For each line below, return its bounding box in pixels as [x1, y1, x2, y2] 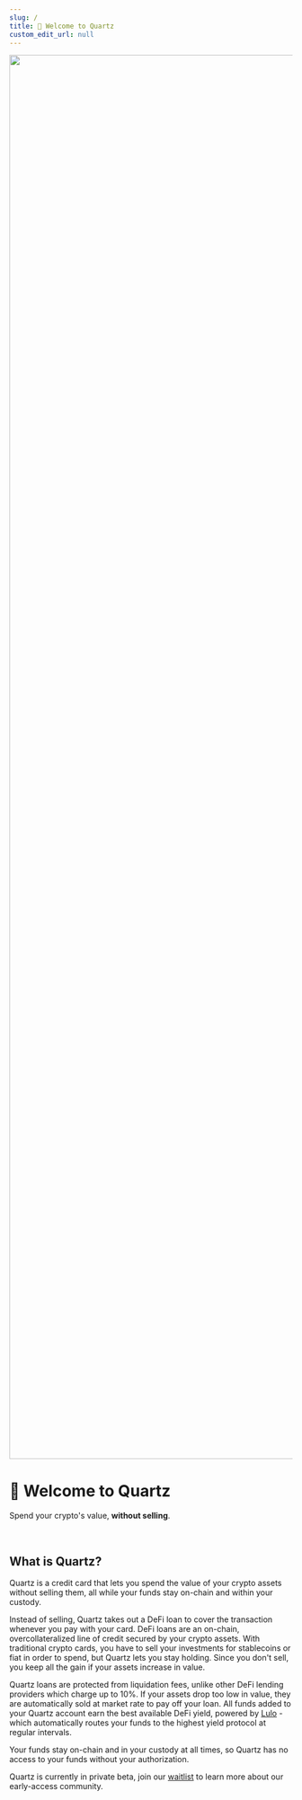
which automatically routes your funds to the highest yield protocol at [9, 1717, 267, 1728]
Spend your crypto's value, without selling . [9, 1511, 171, 1521]
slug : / [9, 13, 39, 22]
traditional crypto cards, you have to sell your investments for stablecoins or [9, 1643, 291, 1654]
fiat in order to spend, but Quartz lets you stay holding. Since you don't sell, [9, 1653, 289, 1663]
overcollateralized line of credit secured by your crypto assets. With [9, 1633, 261, 1645]
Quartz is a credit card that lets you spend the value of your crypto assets [9, 1578, 282, 1589]
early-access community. [9, 1781, 103, 1792]
